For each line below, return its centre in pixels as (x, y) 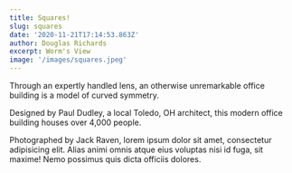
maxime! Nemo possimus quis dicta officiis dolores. (105, 159)
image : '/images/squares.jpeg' (68, 60)
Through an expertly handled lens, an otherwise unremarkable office (137, 86)
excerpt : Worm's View (50, 52)
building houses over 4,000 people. (75, 122)
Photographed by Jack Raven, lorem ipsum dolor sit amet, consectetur (141, 140)
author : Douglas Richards (58, 43)
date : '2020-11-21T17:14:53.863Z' (75, 34)
